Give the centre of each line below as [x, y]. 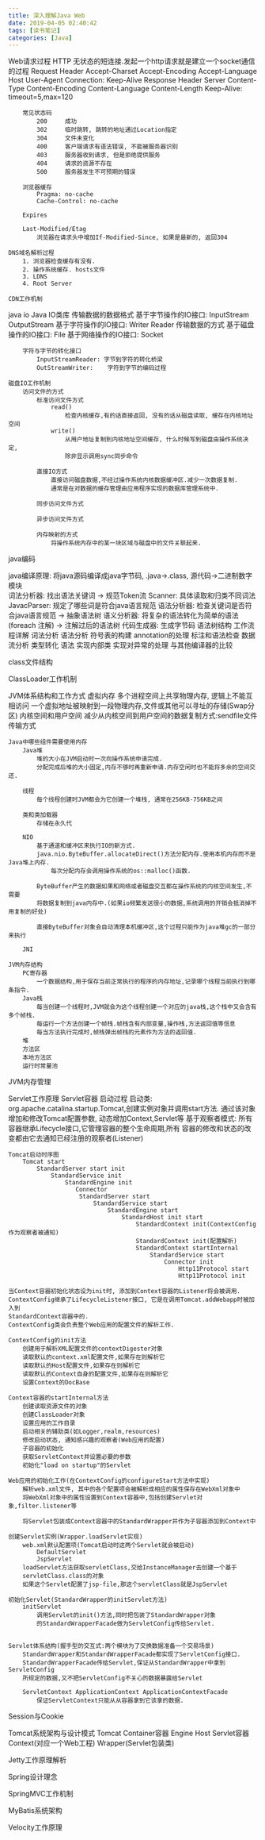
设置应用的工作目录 [49, 1423]
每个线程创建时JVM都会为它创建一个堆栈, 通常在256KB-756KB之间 [130, 800]
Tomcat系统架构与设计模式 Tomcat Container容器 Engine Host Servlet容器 [129, 1733]
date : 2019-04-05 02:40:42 [53, 23]
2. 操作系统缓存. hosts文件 [64, 270]
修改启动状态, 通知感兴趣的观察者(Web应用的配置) [94, 1440]
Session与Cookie [36, 1716]
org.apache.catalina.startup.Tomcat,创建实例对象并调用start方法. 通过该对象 [132, 1109]
